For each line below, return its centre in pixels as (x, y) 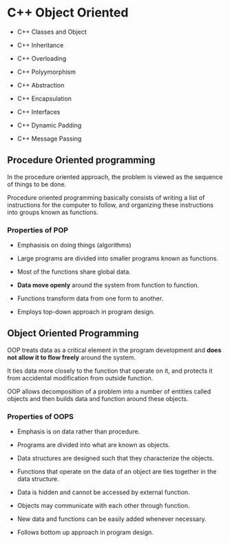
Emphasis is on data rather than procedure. (79, 431)
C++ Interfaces (39, 112)
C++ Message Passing (49, 139)
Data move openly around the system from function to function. (108, 285)
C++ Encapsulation (44, 99)
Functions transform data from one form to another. (90, 298)
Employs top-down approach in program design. (86, 312)
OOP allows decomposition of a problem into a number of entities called (109, 391)
